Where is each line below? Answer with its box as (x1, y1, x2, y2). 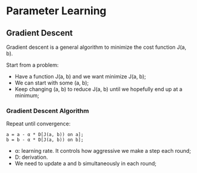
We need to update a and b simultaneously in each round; (14, 160, 157, 167)
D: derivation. (14, 153, 48, 161)
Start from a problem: (6, 61, 59, 68)
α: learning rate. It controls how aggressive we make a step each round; (14, 147, 192, 155)
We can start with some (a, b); (14, 79, 89, 86)
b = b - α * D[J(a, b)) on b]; (6, 137, 84, 143)
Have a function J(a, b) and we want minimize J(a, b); (14, 73, 146, 80)
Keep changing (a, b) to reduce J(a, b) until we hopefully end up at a (14, 86, 183, 93)
